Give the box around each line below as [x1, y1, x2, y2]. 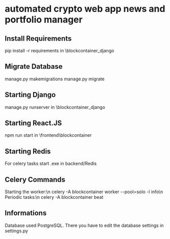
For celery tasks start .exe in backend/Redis [5, 161, 97, 167]
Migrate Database [5, 62, 63, 71]
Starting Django [5, 91, 56, 99]
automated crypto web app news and [5, 3, 165, 15]
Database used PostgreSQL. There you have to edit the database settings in [5, 222, 164, 228]
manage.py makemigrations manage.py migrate [5, 76, 105, 82]
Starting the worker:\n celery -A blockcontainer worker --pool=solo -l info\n [5, 189, 163, 195]
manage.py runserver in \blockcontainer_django [5, 104, 105, 110]
